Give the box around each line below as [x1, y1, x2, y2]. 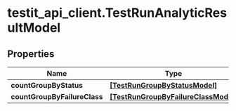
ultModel [7, 20, 61, 36]
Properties [7, 48, 55, 60]
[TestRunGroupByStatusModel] [110, 81, 218, 90]
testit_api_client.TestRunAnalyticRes [7, 5, 227, 21]
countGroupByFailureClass [11, 92, 103, 101]
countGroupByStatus [11, 81, 83, 90]
